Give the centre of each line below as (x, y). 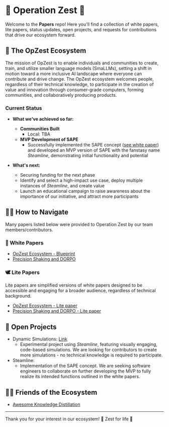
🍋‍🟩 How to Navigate (37, 212)
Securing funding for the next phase (58, 175)
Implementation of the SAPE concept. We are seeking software (85, 366)
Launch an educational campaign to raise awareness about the (85, 191)
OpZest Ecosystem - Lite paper (45, 306)
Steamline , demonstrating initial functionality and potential (88, 156)
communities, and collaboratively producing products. (61, 95)
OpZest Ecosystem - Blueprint (44, 254)
